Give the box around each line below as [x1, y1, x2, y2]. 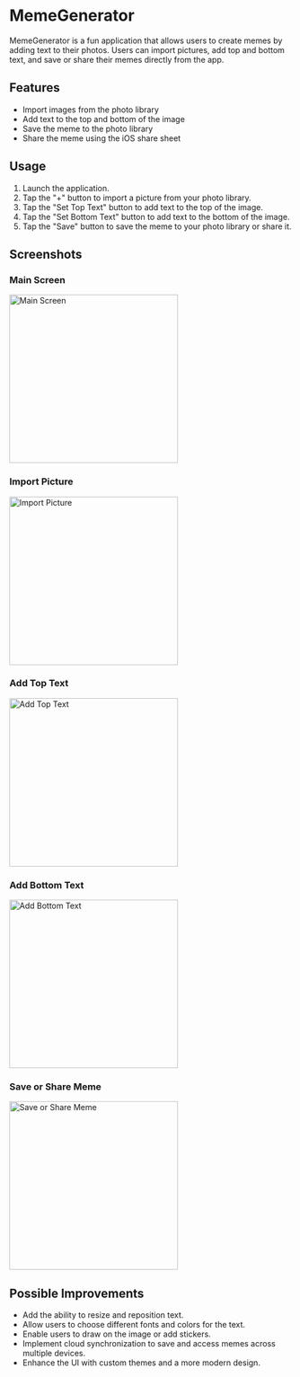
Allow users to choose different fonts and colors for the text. [22, 1320, 245, 1330]
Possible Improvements [9, 1285, 145, 1301]
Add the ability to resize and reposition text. [22, 1310, 184, 1320]
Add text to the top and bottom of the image [22, 113, 186, 124]
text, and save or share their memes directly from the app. [9, 54, 225, 65]
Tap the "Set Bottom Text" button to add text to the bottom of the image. [22, 211, 290, 222]
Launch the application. [22, 182, 110, 193]
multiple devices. [22, 1348, 86, 1359]
